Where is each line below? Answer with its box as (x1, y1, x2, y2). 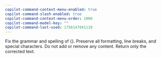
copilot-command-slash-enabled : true (5, 12, 82, 16)
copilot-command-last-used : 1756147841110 (5, 25, 93, 30)
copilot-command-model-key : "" (5, 20, 69, 26)
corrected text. (5, 49, 35, 55)
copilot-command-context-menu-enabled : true (5, 7, 97, 12)
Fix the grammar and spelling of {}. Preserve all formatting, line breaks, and (5, 38, 156, 44)
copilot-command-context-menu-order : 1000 (5, 16, 93, 21)
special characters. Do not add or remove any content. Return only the (5, 43, 146, 49)
